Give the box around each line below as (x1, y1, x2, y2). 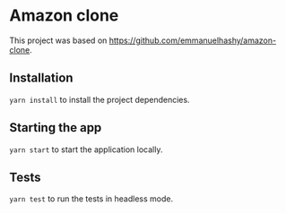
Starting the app (9, 120, 102, 135)
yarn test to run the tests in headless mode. (9, 193, 173, 204)
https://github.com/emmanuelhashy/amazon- (108, 35, 276, 46)
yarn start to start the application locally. (9, 144, 163, 155)
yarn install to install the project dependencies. (9, 94, 190, 105)
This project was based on (9, 35, 108, 46)
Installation (9, 71, 74, 86)
